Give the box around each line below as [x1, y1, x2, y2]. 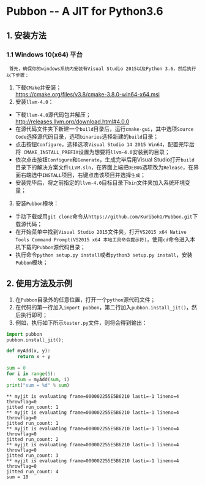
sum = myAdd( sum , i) [17, 376, 70, 382]
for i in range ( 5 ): [6, 370, 56, 377]
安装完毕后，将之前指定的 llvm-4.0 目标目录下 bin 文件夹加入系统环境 [15, 179, 185, 186]
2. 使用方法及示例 [6, 278, 72, 289]
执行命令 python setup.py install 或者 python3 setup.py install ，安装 [15, 250, 193, 258]
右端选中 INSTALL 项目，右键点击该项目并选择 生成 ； [20, 171, 146, 179]
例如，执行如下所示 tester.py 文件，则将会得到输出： [15, 319, 148, 326]
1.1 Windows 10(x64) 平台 [6, 50, 83, 59]
